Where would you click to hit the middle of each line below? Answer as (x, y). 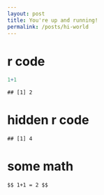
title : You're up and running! (53, 20)
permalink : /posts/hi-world (48, 27)
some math (40, 167)
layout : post (26, 14)
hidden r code (48, 120)
